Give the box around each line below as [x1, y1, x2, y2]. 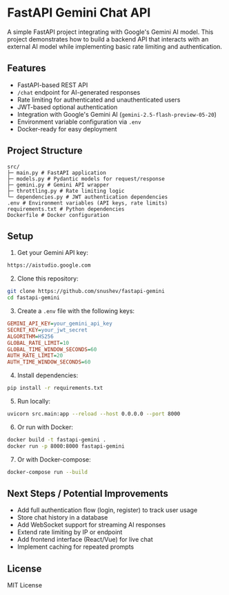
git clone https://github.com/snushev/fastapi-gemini [7, 288, 166, 295]
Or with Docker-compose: [17, 455, 91, 464]
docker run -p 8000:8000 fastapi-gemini [7, 442, 126, 450]
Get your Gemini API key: [17, 249, 88, 257]
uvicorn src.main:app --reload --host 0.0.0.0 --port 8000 [7, 410, 181, 417]
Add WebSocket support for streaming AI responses [17, 520, 166, 529]
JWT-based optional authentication [17, 102, 118, 111]
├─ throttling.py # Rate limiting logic [7, 187, 126, 194]
